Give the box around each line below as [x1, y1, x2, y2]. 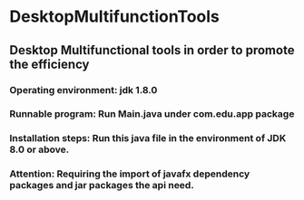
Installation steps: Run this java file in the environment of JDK [9, 132, 287, 145]
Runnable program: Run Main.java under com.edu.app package [9, 108, 295, 120]
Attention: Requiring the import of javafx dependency [9, 167, 250, 180]
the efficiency [9, 56, 90, 71]
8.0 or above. [9, 143, 70, 156]
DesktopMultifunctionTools [9, 6, 221, 27]
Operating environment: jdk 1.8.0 [9, 83, 158, 96]
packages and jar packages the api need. [9, 179, 195, 192]
